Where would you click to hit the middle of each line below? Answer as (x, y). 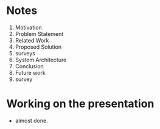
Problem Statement (39, 33)
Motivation (29, 27)
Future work (30, 72)
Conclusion (29, 66)
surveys (25, 53)
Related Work (32, 40)
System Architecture (41, 60)
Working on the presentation (80, 104)
